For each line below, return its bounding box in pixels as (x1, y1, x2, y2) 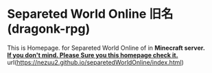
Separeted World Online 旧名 (7, 6, 174, 22)
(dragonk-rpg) (7, 21, 91, 37)
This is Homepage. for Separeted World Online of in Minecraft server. (7, 44, 206, 52)
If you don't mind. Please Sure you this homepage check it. (7, 50, 178, 59)
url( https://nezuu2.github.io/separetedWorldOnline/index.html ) (7, 58, 184, 66)
